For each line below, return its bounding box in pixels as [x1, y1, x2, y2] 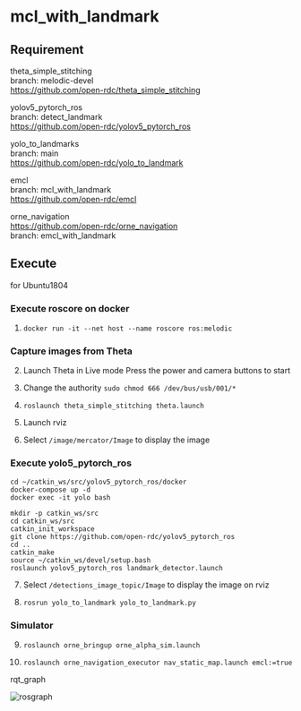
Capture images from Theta [10, 345, 133, 357]
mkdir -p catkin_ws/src [10, 509, 99, 518]
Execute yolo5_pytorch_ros [10, 457, 133, 469]
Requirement [10, 42, 84, 57]
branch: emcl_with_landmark [10, 230, 116, 241]
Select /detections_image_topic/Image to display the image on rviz [22, 579, 270, 590]
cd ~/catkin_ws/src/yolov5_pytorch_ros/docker [10, 477, 187, 486]
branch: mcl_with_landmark [10, 184, 112, 194]
